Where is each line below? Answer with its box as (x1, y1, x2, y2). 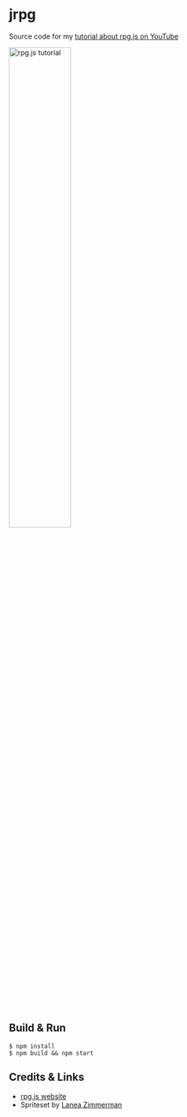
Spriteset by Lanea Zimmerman (20, 1100, 123, 1109)
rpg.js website (20, 1091, 67, 1100)
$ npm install (9, 1042, 56, 1050)
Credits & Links (9, 1071, 85, 1084)
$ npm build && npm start (9, 1049, 93, 1057)
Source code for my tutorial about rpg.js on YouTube (9, 32, 179, 41)
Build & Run (9, 1022, 66, 1035)
